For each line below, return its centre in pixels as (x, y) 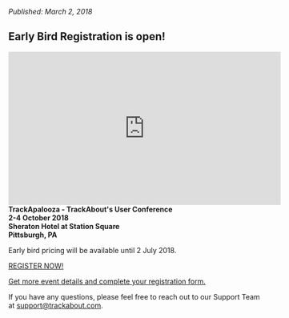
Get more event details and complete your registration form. (107, 281)
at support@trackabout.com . (56, 305)
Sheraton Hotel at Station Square (64, 226)
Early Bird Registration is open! (87, 36)
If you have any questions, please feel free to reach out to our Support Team (134, 296)
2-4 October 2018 (39, 217)
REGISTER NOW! (36, 266)
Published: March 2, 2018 (50, 12)
